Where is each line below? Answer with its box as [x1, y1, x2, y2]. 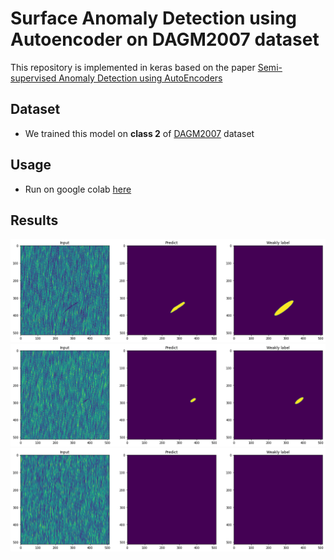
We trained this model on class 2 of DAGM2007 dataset [24, 127, 255, 139]
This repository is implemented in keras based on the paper [10, 61, 256, 73]
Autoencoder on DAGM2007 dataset [10, 28, 320, 51]
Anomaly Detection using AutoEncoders [58, 72, 223, 84]
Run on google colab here [24, 183, 132, 195]
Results [10, 212, 59, 229]
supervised [10, 72, 57, 84]
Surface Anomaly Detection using [10, 7, 297, 30]
